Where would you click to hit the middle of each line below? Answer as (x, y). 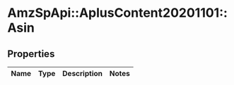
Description (82, 73)
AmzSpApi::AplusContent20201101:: (118, 13)
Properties (31, 54)
